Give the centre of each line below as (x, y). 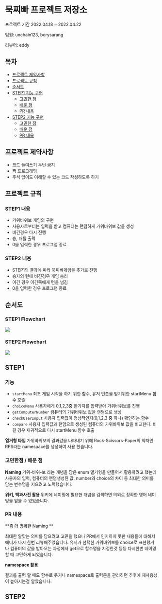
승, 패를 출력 (24, 238)
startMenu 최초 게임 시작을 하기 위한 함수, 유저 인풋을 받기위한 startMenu (82, 394)
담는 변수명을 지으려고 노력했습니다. (39, 484)
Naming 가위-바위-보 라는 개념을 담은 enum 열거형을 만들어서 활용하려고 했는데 (81, 472)
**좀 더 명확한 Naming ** (29, 526)
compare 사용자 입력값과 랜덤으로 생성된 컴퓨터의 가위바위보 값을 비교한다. (82, 424)
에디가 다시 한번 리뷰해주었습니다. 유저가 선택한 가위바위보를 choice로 (71, 542)
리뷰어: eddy (17, 45)
